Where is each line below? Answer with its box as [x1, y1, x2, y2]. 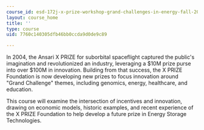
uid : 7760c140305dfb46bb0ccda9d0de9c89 [6, 32, 107, 38]
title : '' [6, 20, 32, 26]
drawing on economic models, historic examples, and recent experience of [6, 104, 194, 111]
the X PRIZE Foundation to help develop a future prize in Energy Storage [6, 111, 187, 118]
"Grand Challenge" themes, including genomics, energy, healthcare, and [6, 80, 188, 87]
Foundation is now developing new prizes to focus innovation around [6, 73, 179, 80]
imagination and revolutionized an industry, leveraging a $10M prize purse [6, 60, 191, 67]
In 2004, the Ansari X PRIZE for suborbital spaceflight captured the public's [6, 53, 195, 61]
